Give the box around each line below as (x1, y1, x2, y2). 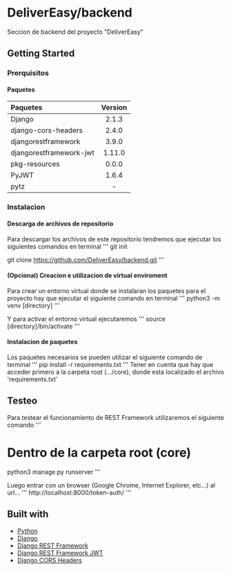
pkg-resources (10, 159, 60, 169)
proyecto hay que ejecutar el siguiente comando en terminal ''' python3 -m (7, 294, 221, 302)
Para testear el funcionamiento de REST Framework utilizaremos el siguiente (7, 413, 224, 421)
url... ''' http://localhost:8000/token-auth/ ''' (7, 488, 132, 497)
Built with (7, 508, 49, 520)
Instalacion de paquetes (7, 338, 78, 346)
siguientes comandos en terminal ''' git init (7, 242, 128, 250)
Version (101, 103, 128, 112)
